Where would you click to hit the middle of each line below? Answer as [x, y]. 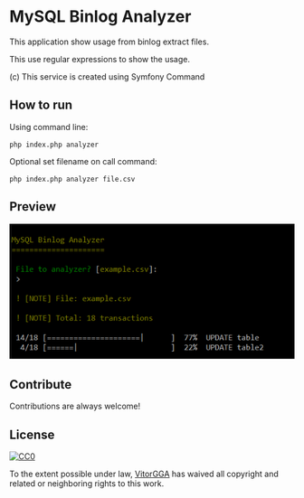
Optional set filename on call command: [83, 161]
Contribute [41, 385]
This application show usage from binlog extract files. [109, 42]
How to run [41, 105]
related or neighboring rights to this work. [87, 484]
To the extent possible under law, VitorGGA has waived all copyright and [144, 474]
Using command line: [49, 127]
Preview [33, 207]
